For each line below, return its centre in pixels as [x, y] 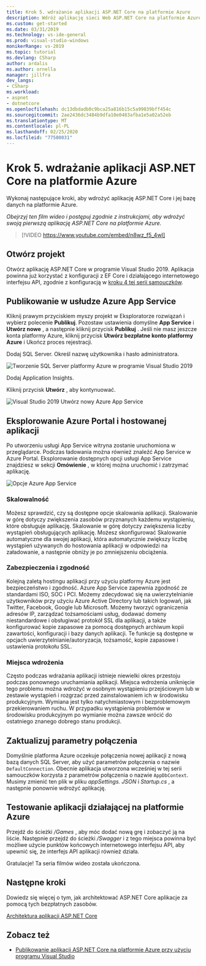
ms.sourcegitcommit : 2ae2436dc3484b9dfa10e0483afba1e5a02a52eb [89, 115]
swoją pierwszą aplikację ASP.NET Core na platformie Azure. [84, 223]
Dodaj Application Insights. [40, 378]
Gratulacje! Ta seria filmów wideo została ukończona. [74, 863]
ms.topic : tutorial [31, 52]
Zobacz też [28, 935]
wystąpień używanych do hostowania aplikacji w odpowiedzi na [87, 545]
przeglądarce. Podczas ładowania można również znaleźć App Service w [99, 452]
